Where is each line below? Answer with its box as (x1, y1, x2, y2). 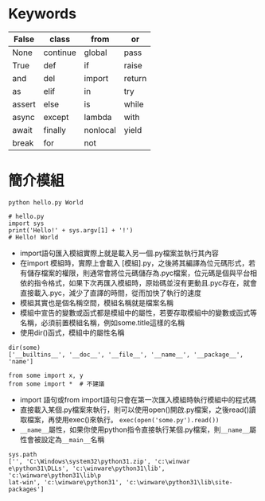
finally (43, 124, 66, 135)
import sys (8, 219, 45, 227)
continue (43, 47, 77, 58)
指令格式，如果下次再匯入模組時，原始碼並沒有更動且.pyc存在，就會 (33, 278, 257, 287)
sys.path (8, 450, 37, 458)
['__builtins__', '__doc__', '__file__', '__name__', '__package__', (8, 351, 244, 359)
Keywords (8, 5, 77, 23)
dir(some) (8, 344, 41, 351)
